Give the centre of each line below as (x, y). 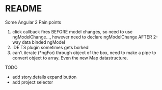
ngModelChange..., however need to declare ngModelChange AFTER (82, 37)
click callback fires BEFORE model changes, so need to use (72, 31)
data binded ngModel (43, 42)
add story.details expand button (44, 77)
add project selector (33, 82)
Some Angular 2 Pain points (33, 22)
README (24, 9)
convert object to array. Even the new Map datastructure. (70, 58)
